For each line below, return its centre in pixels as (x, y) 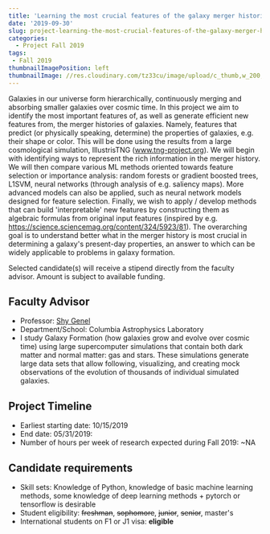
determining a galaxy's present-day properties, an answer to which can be (132, 244)
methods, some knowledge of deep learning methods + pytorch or (130, 496)
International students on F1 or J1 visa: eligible (97, 522)
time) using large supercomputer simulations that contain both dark (131, 347)
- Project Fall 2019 (50, 46)
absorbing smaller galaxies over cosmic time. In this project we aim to (124, 107)
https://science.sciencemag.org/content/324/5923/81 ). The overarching (128, 227)
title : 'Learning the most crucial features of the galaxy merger (122, 16)
